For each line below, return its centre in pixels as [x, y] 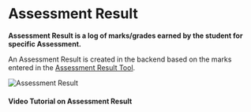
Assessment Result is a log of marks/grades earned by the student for [126, 35]
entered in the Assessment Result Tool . [72, 67]
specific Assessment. [45, 43]
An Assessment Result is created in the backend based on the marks [120, 59]
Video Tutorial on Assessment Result [70, 101]
